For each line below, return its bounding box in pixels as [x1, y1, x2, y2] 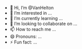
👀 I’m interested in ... [9, 10, 52, 16]
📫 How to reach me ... [9, 26, 56, 32]
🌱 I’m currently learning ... [9, 15, 63, 21]
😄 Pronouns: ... [9, 33, 42, 39]
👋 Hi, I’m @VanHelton [9, 5, 54, 10]
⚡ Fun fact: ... [9, 39, 37, 45]
